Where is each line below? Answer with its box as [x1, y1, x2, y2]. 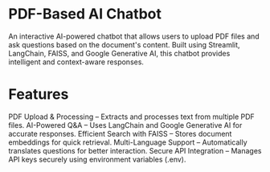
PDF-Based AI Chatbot [8, 5, 162, 23]
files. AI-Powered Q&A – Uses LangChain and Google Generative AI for [8, 120, 243, 129]
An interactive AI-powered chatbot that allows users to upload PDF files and [8, 31, 260, 41]
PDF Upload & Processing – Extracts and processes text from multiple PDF [8, 112, 255, 121]
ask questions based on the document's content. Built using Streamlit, [8, 39, 240, 49]
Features [8, 85, 69, 104]
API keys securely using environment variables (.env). [8, 154, 186, 164]
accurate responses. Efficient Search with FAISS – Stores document [8, 129, 232, 138]
